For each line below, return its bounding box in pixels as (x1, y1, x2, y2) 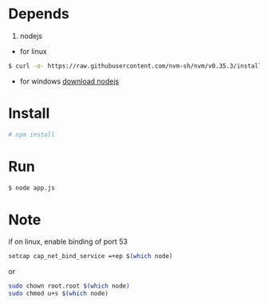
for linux (19, 46, 48, 56)
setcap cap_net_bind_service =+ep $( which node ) (8, 252, 173, 260)
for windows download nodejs (19, 76, 120, 86)
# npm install (8, 131, 56, 139)
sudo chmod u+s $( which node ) (8, 290, 109, 298)
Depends (8, 5, 69, 23)
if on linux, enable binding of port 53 (8, 237, 128, 247)
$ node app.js (8, 184, 56, 192)
